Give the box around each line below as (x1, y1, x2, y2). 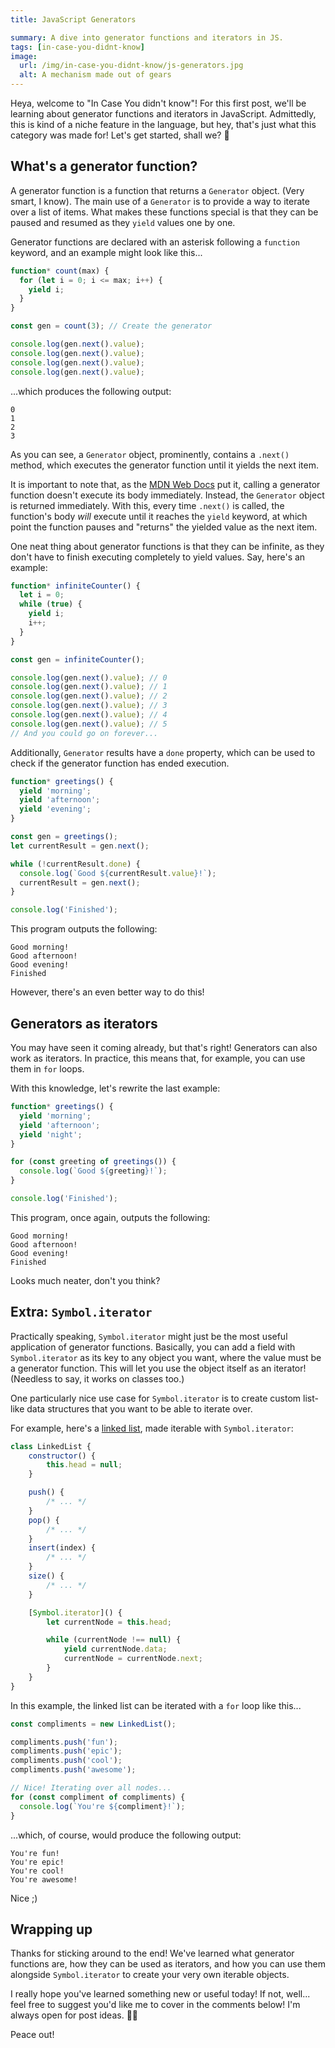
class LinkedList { (10, 1441, 92, 1451)
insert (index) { (28, 1543, 97, 1553)
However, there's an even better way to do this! (10, 986, 205, 998)
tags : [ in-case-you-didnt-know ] (10, 42, 145, 52)
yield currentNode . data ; (63, 1644, 168, 1655)
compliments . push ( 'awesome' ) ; (10, 1765, 137, 1775)
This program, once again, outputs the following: (10, 1211, 211, 1223)
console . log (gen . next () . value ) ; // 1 (10, 682, 168, 692)
